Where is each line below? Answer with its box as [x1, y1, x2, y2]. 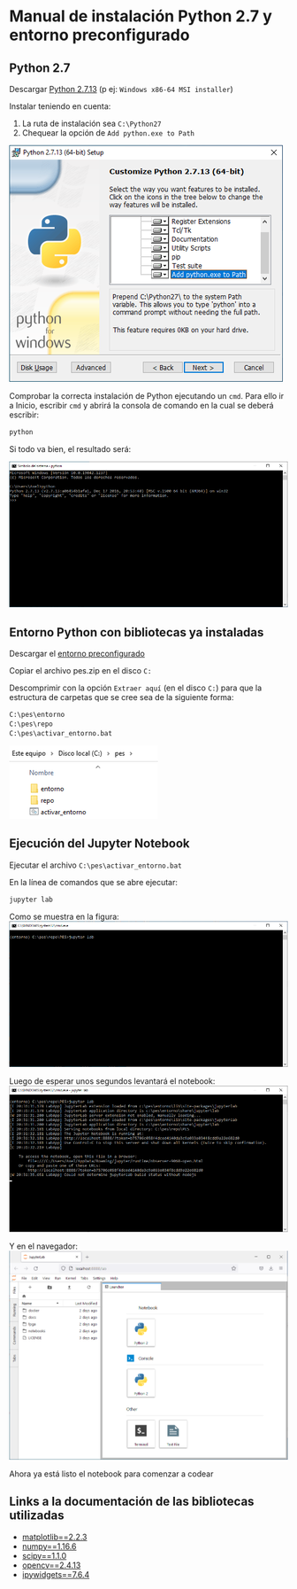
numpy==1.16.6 [21, 1540, 77, 1552]
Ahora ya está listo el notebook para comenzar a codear [9, 1468, 214, 1479]
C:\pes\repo [9, 720, 53, 728]
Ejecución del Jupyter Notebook [9, 836, 190, 852]
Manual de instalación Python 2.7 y [9, 6, 272, 27]
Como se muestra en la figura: [9, 911, 119, 922]
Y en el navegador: [9, 1241, 78, 1251]
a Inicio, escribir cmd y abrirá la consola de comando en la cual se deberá [9, 401, 274, 410]
